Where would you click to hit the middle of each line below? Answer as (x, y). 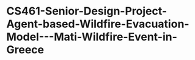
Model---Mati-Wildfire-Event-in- (92, 37)
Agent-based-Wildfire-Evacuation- (98, 24)
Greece (25, 50)
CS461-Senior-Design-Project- (87, 11)
